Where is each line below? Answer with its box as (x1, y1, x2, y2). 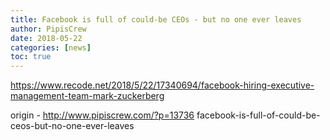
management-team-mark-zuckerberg (10, 90, 165, 102)
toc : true (10, 52, 52, 62)
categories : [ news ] (10, 42, 92, 53)
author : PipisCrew (10, 24, 87, 34)
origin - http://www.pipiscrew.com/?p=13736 (10, 109, 195, 121)
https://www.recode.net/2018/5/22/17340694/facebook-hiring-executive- (10, 79, 315, 91)
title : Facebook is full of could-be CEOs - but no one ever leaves (10, 14, 302, 25)
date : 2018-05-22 (10, 33, 83, 43)
